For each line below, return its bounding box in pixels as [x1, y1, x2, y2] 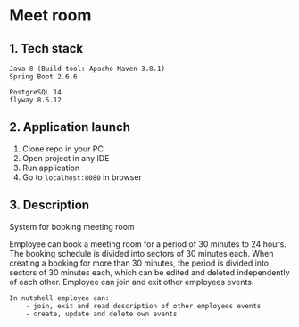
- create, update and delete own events [25, 309, 178, 318]
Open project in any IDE [21, 152, 110, 163]
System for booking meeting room [9, 221, 136, 232]
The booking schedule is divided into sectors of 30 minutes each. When [9, 248, 274, 258]
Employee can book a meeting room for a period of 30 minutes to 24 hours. [9, 238, 287, 249]
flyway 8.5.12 [9, 95, 62, 104]
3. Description [9, 198, 90, 213]
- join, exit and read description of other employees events [25, 301, 262, 310]
